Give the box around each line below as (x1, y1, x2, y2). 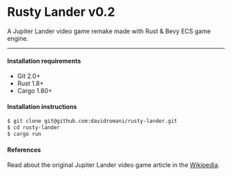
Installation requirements (7, 57, 81, 65)
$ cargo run (7, 130, 41, 138)
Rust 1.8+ (17, 79, 44, 88)
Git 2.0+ (17, 72, 41, 80)
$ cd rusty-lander (7, 124, 60, 131)
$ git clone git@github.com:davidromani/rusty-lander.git (7, 118, 177, 125)
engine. (7, 34, 29, 42)
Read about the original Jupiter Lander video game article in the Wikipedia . (7, 161, 220, 169)
